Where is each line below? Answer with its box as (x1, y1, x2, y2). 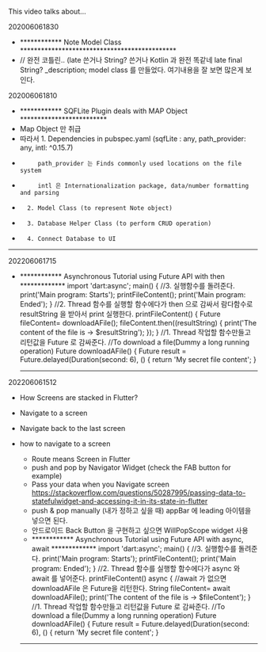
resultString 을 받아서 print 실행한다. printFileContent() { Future (19, 309, 222, 318)
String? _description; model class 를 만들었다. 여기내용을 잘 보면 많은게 (19, 65, 244, 74)
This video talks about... (8, 7, 87, 16)
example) (31, 471, 63, 480)
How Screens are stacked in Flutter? (19, 393, 139, 402)
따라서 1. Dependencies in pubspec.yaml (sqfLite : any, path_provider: (19, 134, 247, 143)
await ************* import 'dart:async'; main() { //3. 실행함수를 (31, 544, 237, 553)
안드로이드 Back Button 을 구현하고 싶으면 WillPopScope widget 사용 (31, 526, 249, 535)
